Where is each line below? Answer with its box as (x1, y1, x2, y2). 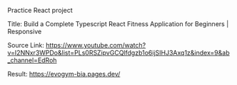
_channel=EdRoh (7, 56, 57, 64)
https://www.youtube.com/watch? (46, 41, 146, 49)
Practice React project (7, 6, 73, 14)
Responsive (7, 28, 42, 35)
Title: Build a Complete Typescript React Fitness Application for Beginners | (7, 20, 229, 28)
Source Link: (7, 41, 45, 49)
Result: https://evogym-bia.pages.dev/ (7, 70, 121, 78)
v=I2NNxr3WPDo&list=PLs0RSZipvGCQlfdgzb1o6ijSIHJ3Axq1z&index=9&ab (7, 49, 230, 57)
